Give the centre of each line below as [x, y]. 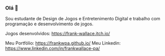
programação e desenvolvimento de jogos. [49, 24]
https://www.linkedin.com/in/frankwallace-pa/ [52, 49]
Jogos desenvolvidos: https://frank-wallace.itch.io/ [57, 34]
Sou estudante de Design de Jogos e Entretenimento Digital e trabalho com [83, 19]
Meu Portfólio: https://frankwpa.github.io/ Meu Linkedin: [63, 43]
